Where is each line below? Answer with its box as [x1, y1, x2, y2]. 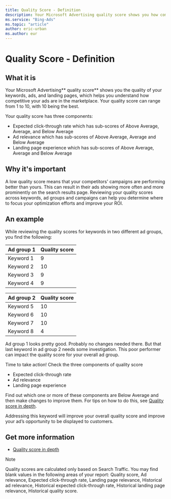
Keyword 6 [8, 311, 34, 318]
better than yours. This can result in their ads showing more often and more [5, 184, 164, 190]
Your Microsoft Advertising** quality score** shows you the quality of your [5, 87, 162, 93]
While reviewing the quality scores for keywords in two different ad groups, [5, 228, 163, 235]
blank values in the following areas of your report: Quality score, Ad [5, 471, 147, 478]
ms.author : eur [5, 31, 38, 36]
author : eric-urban [5, 27, 47, 32]
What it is [5, 73, 36, 82]
